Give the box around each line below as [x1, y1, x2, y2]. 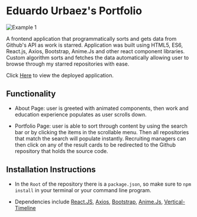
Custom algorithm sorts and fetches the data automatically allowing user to [6, 54, 189, 61]
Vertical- [164, 198, 185, 205]
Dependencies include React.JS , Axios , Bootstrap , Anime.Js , [14, 198, 163, 205]
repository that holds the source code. [14, 147, 108, 154]
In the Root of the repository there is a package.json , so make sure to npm [14, 180, 191, 187]
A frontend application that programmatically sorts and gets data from [6, 35, 177, 42]
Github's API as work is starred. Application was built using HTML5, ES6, [6, 41, 183, 48]
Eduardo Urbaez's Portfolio [6, 4, 143, 18]
